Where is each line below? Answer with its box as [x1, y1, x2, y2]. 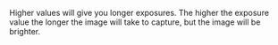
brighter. [9, 26, 41, 36]
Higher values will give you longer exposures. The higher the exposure [9, 8, 270, 18]
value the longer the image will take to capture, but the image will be [9, 17, 261, 27]
